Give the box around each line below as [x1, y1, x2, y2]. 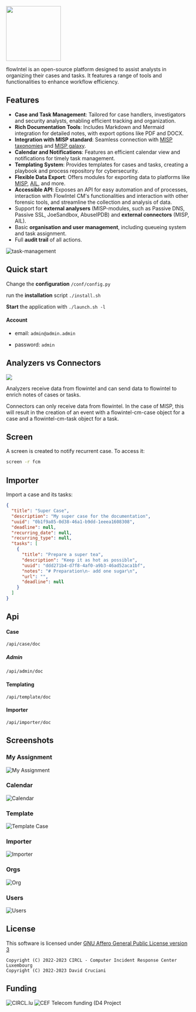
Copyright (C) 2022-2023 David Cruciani [6, 967, 107, 974]
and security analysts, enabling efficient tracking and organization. [14, 117, 176, 124]
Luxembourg [6, 963, 33, 968]
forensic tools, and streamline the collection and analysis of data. [14, 199, 172, 206]
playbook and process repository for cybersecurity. [14, 167, 139, 174]
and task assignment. [14, 230, 67, 237]
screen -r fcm [6, 459, 41, 465]
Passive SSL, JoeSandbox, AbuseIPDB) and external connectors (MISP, [14, 211, 190, 218]
